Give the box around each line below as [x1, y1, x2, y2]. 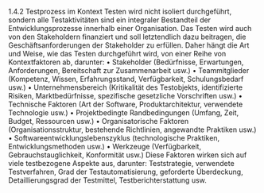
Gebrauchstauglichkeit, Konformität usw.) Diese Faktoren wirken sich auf [8, 150, 247, 160]
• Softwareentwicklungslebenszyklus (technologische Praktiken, [8, 133, 220, 142]
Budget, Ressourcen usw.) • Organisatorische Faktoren [8, 117, 189, 125]
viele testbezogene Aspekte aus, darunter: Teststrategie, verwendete [8, 159, 235, 168]
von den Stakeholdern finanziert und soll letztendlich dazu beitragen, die [8, 32, 247, 41]
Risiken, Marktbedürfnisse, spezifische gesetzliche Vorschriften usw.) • [8, 91, 243, 100]
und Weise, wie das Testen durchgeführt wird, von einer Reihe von [8, 49, 227, 58]
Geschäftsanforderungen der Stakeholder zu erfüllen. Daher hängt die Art [8, 41, 250, 50]
